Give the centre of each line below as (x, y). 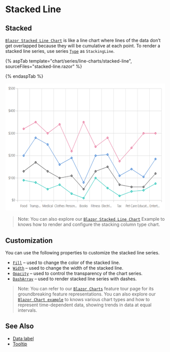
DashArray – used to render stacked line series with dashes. (75, 279)
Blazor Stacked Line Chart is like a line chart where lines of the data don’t (83, 40)
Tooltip (20, 344)
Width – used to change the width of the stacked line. (68, 268)
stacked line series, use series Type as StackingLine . (60, 51)
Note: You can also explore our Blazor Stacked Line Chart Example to (91, 219)
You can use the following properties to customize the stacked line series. (82, 252)
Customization (29, 240)
